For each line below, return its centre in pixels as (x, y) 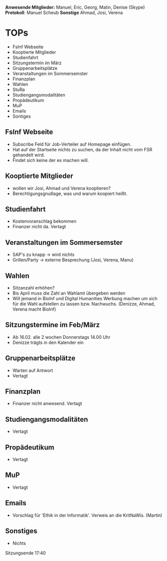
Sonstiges (21, 531)
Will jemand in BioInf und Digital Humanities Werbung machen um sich (85, 298)
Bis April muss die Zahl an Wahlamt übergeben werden (69, 293)
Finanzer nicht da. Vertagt (39, 227)
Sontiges (21, 116)
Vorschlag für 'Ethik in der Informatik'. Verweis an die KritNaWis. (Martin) (87, 515)
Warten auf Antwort (33, 370)
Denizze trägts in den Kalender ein (48, 342)
